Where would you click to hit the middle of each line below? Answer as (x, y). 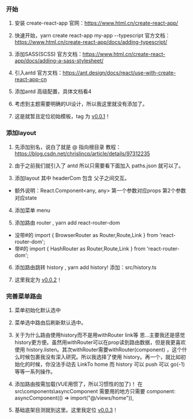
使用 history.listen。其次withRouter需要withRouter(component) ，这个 (98, 349)
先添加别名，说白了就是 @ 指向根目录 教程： (68, 147)
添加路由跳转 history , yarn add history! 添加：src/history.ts (85, 267)
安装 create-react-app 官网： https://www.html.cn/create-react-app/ (96, 23)
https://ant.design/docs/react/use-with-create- (119, 73)
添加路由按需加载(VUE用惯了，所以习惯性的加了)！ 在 (78, 384)
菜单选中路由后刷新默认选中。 (50, 322)
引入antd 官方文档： (38, 73)
